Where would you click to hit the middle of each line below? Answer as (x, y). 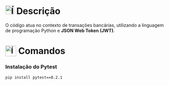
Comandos (42, 51)
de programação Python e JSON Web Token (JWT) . (60, 30)
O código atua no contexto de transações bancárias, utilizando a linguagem (84, 25)
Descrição (38, 11)
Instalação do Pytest (31, 67)
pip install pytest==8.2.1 (34, 77)
